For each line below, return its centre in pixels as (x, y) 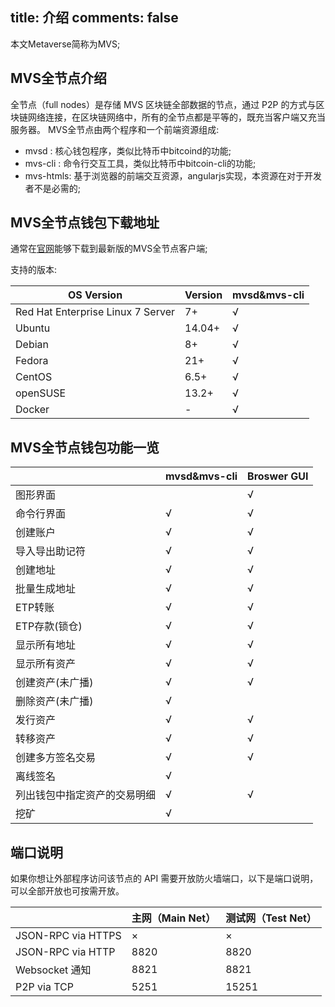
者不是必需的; (53, 188)
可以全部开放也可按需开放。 (67, 891)
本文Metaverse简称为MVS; (65, 44)
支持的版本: (34, 270)
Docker (32, 410)
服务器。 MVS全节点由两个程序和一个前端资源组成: (115, 129)
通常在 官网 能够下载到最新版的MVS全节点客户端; (109, 249)
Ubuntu (33, 328)
